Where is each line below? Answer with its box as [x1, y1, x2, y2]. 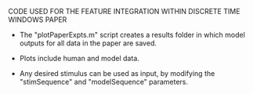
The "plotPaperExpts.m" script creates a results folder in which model [19, 31, 245, 39]
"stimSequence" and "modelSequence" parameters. [19, 78, 189, 86]
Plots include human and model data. [19, 54, 139, 63]
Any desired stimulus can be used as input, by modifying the [19, 69, 215, 78]
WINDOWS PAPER [8, 15, 67, 24]
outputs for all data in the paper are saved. [19, 38, 157, 48]
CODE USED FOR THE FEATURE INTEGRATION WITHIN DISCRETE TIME [8, 7, 240, 16]
